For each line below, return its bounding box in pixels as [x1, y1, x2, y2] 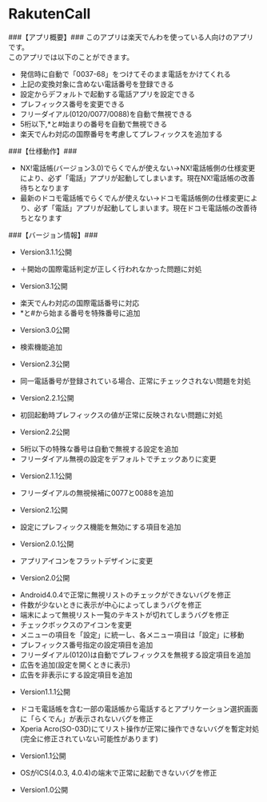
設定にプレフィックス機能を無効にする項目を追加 [19, 521, 181, 532]
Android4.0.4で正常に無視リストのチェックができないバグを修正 [19, 589, 232, 600]
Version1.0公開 [19, 784, 69, 794]
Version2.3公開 [19, 359, 70, 369]
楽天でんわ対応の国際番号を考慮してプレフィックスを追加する [19, 129, 223, 138]
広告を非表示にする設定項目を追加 [19, 669, 133, 680]
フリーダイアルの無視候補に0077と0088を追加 [19, 488, 174, 497]
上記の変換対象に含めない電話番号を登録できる [19, 79, 174, 89]
